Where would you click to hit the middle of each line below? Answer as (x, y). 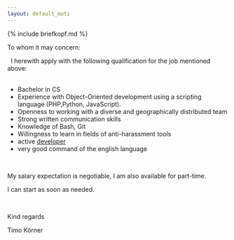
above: (17, 68)
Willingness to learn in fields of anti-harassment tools (94, 134)
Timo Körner (25, 230)
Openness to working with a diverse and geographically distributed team (122, 111)
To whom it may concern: (44, 47)
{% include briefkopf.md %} (48, 34)
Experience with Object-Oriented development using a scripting (109, 97)
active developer (42, 141)
